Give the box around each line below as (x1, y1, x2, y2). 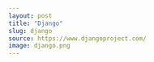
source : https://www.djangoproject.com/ (8, 34, 148, 43)
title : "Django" (8, 19, 63, 27)
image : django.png (8, 42, 71, 50)
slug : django (8, 27, 53, 35)
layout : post (8, 11, 53, 20)
